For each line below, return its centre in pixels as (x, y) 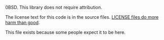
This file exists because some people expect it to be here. (65, 32)
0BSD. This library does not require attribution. (54, 7)
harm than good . (23, 23)
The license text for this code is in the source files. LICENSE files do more (82, 17)
